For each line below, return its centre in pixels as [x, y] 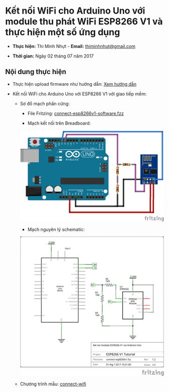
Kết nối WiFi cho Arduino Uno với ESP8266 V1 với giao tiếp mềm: [79, 94]
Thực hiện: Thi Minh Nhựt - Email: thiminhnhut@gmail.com [74, 46]
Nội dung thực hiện [36, 72]
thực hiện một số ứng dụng [63, 32]
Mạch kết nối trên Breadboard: [59, 123]
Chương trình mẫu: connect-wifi [53, 384]
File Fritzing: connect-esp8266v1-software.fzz [76, 113]
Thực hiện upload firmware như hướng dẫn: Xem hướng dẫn [74, 84]
